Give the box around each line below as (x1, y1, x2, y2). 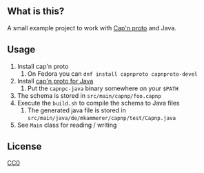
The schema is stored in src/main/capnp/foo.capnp (17, 91, 162, 99)
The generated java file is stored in (27, 106, 126, 114)
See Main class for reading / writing (17, 121, 117, 129)
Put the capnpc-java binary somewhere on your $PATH (27, 84, 179, 92)
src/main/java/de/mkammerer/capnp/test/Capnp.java (27, 114, 176, 121)
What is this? (7, 6, 65, 17)
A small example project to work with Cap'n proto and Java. (7, 23, 177, 32)
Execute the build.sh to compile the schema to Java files (17, 99, 180, 107)
